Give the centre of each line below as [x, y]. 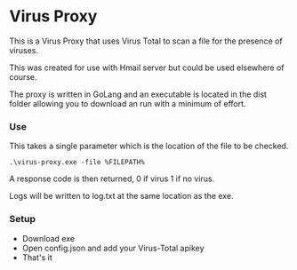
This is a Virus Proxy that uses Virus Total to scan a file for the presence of [146, 41]
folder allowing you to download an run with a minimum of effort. [128, 103]
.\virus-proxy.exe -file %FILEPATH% [77, 163]
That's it [37, 257]
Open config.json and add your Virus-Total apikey [113, 248]
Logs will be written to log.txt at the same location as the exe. [121, 196]
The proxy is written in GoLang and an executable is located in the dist [138, 94]
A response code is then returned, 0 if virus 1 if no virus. [112, 179]
